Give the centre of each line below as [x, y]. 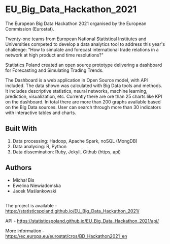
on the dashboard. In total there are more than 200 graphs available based [83, 102]
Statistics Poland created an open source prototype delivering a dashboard [84, 65]
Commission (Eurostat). [30, 29]
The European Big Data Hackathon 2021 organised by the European [76, 23]
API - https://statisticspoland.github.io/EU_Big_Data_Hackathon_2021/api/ [82, 221]
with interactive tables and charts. [41, 113]
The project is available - [31, 205]
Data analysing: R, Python [40, 146]
